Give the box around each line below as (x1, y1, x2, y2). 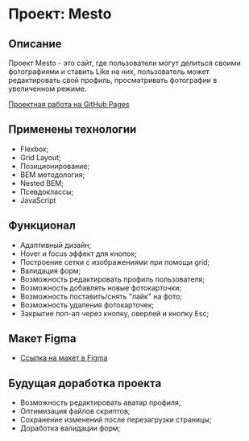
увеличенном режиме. (8, 84, 87, 93)
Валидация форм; (19, 266, 81, 275)
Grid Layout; (19, 152, 62, 162)
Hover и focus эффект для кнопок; (19, 249, 137, 258)
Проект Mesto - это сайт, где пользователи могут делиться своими (8, 58, 241, 68)
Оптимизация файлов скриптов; (19, 406, 131, 416)
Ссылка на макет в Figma (19, 353, 108, 363)
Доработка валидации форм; (19, 423, 121, 433)
